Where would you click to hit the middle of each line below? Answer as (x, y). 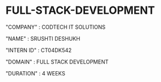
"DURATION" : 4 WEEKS (35, 73)
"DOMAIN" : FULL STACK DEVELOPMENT (57, 62)
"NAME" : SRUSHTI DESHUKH (43, 38)
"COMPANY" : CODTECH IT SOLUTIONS (56, 27)
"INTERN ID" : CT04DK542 (39, 50)
